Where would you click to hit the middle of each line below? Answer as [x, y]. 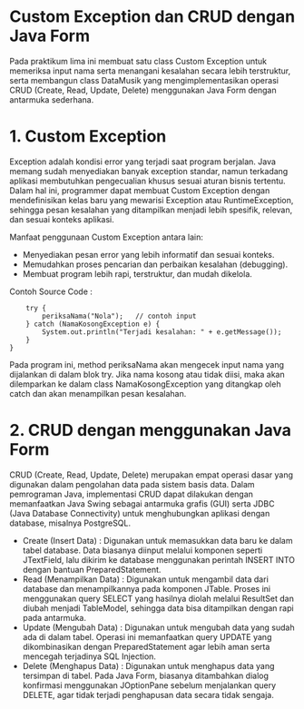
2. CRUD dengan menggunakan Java [151, 431]
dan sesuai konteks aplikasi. [62, 219]
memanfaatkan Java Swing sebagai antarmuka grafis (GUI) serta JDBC [142, 503]
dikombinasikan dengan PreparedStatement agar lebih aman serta [146, 646]
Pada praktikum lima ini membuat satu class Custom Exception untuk [138, 61]
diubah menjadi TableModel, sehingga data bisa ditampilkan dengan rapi [158, 608]
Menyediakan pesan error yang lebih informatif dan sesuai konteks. [148, 254]
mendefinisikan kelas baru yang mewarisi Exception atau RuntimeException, [152, 200]
